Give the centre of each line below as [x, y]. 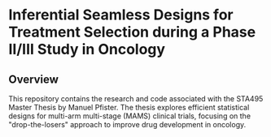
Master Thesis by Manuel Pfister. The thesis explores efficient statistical [129, 107]
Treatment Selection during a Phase [132, 32]
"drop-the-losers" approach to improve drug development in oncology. [127, 124]
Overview [34, 79]
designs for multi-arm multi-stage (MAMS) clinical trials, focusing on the [129, 116]
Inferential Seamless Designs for [121, 15]
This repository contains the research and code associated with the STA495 [136, 98]
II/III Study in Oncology [87, 49]
